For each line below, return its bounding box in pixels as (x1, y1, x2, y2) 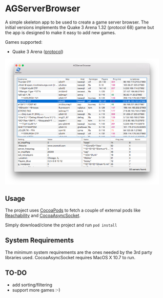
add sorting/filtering (12, 282, 53, 288)
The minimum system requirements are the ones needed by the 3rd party (5, 249, 153, 255)
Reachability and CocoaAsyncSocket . (5, 212, 81, 218)
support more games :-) (12, 287, 61, 293)
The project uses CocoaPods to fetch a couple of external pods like (5, 207, 141, 213)
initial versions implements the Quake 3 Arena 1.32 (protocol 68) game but (5, 24, 154, 30)
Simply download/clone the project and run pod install (5, 222, 117, 228)
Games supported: (5, 39, 42, 45)
